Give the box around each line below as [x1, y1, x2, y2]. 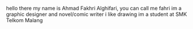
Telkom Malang [6, 17, 43, 23]
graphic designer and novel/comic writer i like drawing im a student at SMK [6, 11, 187, 18]
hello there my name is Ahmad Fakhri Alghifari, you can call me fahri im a [6, 5, 182, 11]
